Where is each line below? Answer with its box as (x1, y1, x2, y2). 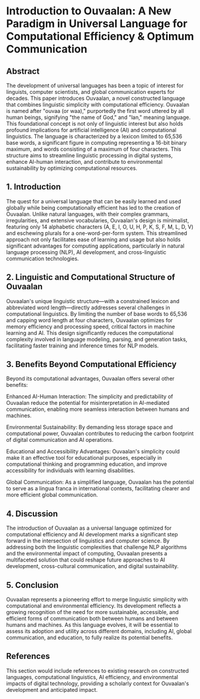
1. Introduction (6, 182, 61, 192)
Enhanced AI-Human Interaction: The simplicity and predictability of (6, 393, 173, 400)
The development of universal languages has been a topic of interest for (6, 82, 184, 89)
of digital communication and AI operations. (6, 437, 114, 444)
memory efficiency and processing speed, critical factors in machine (6, 323, 175, 330)
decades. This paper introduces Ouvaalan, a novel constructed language (6, 94, 185, 102)
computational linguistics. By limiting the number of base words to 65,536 (6, 310, 187, 318)
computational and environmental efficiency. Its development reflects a (6, 602, 181, 609)
